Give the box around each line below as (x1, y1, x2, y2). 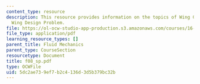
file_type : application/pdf (6, 31, 76, 37)
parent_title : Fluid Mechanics (6, 42, 84, 48)
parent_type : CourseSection (6, 47, 76, 53)
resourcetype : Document (6, 53, 65, 59)
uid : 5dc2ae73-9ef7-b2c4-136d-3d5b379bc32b (6, 69, 116, 75)
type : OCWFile (6, 63, 42, 70)
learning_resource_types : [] (6, 36, 79, 42)
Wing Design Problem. (11, 20, 65, 25)
